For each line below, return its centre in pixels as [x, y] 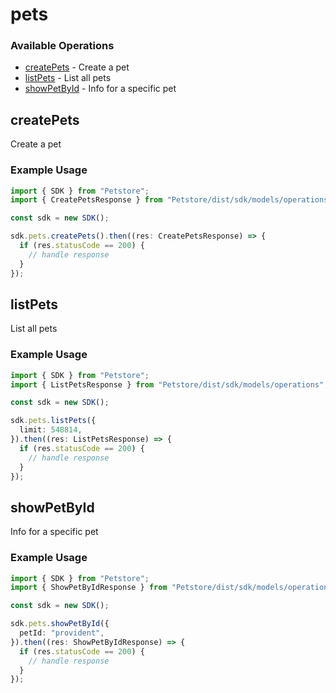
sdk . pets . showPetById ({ [60, 624]
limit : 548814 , [51, 430]
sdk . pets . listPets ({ [53, 421]
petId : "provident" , [62, 633]
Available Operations [62, 46]
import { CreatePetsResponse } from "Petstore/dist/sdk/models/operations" [171, 200]
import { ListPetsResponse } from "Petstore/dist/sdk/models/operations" [167, 384]
